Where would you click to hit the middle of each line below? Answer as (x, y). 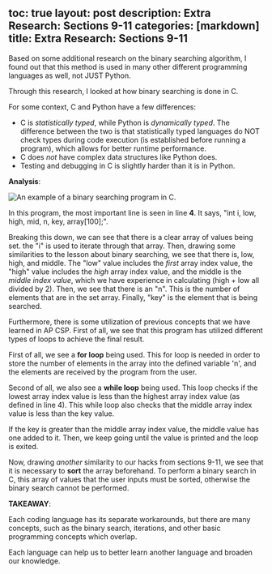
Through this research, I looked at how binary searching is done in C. (123, 91)
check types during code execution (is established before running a (133, 139)
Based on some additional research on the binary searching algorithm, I (127, 58)
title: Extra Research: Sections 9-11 (98, 39)
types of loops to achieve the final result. (76, 339)
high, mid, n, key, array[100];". (58, 221)
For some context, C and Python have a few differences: (102, 107)
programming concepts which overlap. (73, 536)
